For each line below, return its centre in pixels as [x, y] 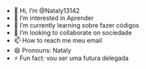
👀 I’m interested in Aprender [54, 18]
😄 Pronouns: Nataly [42, 50]
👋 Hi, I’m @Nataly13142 [47, 11]
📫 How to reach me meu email [58, 40]
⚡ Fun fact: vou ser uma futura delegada [71, 58]
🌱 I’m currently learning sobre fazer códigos [76, 25]
